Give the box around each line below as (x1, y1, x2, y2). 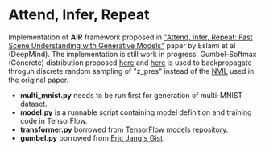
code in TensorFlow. (19, 116, 88, 125)
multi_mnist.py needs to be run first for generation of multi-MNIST (19, 90, 243, 100)
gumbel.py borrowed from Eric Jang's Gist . (19, 133, 165, 142)
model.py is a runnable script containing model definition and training (19, 107, 252, 117)
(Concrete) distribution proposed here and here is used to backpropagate (8, 58, 252, 67)
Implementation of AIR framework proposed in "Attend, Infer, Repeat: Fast (8, 32, 253, 42)
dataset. (19, 99, 48, 108)
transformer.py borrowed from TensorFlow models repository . (19, 124, 229, 134)
